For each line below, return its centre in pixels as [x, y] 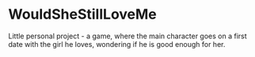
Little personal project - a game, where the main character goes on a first [127, 36]
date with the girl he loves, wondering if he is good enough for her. [117, 44]
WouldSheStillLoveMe [82, 14]
